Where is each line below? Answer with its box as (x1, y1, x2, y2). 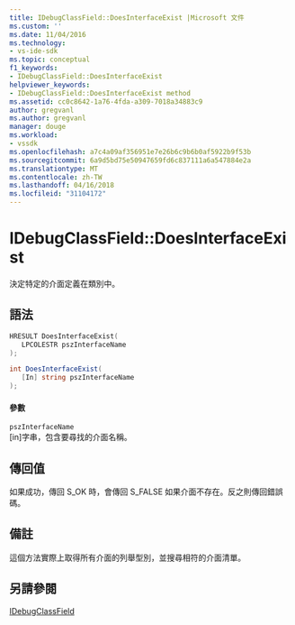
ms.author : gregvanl (9, 114, 87, 123)
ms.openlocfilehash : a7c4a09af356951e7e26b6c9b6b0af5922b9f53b (9, 147, 252, 156)
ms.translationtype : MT (9, 164, 99, 173)
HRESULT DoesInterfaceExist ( (9, 331, 119, 341)
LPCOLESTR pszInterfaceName (21, 340, 127, 349)
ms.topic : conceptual (9, 55, 91, 64)
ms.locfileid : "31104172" (9, 189, 106, 198)
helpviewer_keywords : (9, 80, 91, 89)
